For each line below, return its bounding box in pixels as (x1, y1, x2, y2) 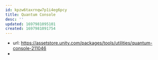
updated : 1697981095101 (5, 21, 56, 27)
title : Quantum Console (5, 12, 56, 17)
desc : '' (5, 17, 24, 22)
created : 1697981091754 (5, 26, 56, 31)
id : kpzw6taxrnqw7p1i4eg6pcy (5, 7, 67, 13)
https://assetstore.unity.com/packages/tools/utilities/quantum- (20, 40, 153, 46)
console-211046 (12, 45, 47, 51)
